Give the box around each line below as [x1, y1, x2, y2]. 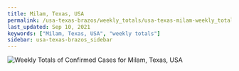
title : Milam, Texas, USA [7, 10, 84, 18]
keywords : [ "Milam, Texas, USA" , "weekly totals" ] [7, 30, 161, 37]
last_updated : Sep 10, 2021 [7, 23, 91, 30]
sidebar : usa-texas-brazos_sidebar [7, 37, 113, 44]
